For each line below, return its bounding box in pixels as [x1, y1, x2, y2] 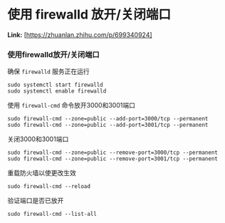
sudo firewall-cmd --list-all [7, 211, 98, 218]
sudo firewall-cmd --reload [7, 183, 91, 190]
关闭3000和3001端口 [7, 135, 69, 143]
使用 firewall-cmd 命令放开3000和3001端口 [7, 101, 135, 110]
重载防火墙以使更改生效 [7, 169, 76, 177]
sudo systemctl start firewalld [7, 81, 103, 89]
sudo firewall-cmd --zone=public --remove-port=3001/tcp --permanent [7, 155, 219, 162]
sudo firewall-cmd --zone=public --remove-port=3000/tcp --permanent [7, 149, 219, 157]
